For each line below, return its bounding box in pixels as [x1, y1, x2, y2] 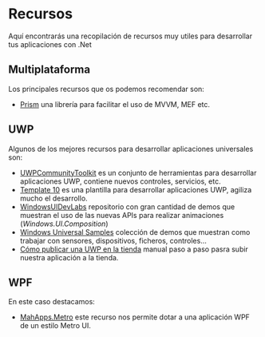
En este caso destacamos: [8, 297, 96, 307]
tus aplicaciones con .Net [8, 39, 92, 49]
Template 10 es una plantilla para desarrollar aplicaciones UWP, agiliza [19, 184, 252, 194]
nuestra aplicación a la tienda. [19, 252, 119, 262]
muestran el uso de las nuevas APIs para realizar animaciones [19, 210, 224, 220]
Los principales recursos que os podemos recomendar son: [8, 84, 205, 93]
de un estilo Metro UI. [19, 321, 92, 331]
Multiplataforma [8, 63, 90, 77]
